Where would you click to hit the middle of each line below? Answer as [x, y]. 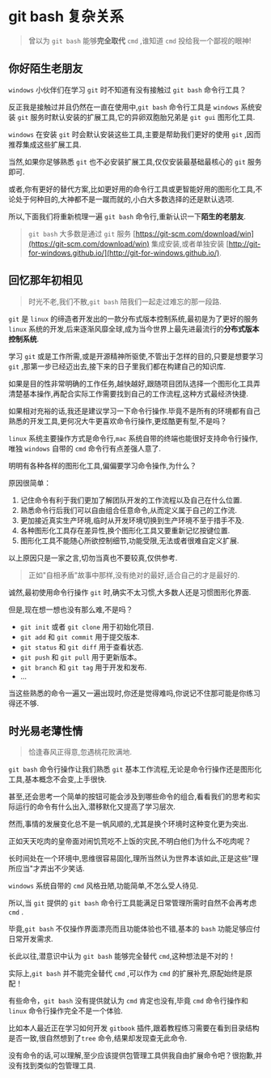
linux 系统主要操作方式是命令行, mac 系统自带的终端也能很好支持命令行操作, [133, 438]
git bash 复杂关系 [66, 17]
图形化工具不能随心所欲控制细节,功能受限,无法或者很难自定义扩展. [129, 541]
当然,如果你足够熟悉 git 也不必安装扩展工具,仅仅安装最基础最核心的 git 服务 [135, 161]
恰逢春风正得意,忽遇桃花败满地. [80, 752]
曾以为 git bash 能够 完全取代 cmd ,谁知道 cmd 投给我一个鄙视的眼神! [140, 41]
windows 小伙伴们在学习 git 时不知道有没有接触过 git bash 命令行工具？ [127, 89]
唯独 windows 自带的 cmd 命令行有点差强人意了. [85, 448]
